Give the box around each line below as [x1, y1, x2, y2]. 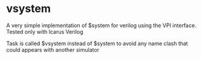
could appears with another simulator [6, 46, 100, 53]
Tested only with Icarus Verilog [6, 28, 83, 35]
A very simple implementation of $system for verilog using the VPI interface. [6, 22, 197, 29]
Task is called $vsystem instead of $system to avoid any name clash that [6, 40, 189, 47]
